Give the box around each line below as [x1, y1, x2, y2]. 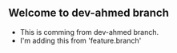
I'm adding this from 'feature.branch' [19, 36, 142, 45]
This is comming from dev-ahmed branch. [19, 27, 159, 36]
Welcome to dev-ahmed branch [8, 6, 170, 20]
